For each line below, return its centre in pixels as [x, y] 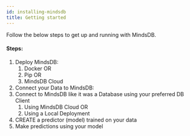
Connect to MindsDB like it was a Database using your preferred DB [100, 94]
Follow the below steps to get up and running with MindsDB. [81, 34]
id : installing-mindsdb [36, 12]
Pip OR [33, 75]
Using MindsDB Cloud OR [56, 107]
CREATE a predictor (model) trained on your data [76, 120]
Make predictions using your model [59, 126]
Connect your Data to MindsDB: [54, 88]
